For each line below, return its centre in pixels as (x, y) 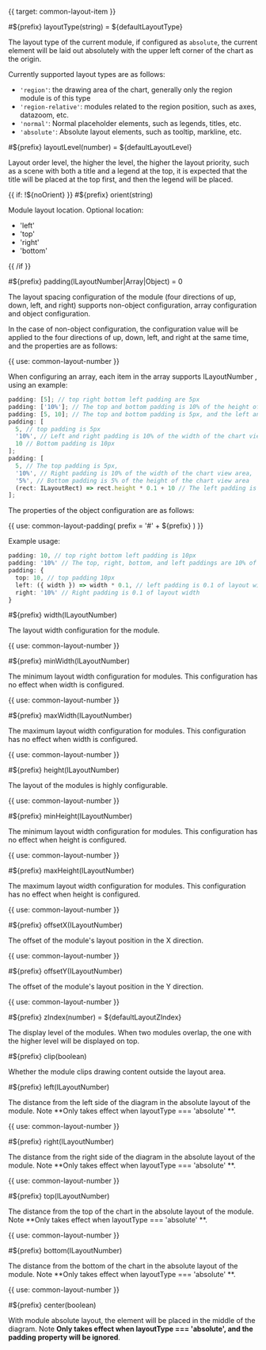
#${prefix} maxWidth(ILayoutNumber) (70, 716)
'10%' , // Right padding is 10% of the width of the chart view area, (134, 473)
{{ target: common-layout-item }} (62, 11)
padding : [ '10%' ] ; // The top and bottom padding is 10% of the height (129, 407)
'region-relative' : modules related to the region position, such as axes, (138, 107)
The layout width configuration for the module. (84, 630)
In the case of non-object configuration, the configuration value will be (123, 329)
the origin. (25, 59)
